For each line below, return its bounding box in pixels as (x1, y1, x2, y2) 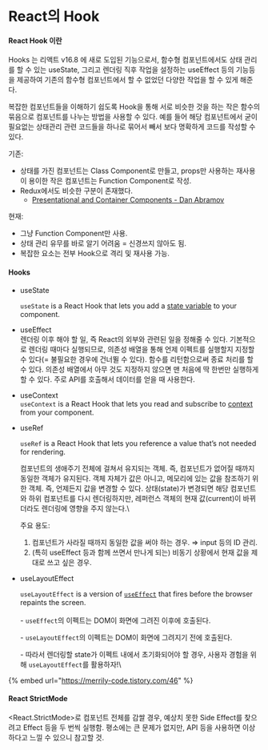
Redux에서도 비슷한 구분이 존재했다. (19, 186, 134, 196)
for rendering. (19, 447, 66, 456)
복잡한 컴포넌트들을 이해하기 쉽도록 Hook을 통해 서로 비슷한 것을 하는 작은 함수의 (8, 102, 261, 112)
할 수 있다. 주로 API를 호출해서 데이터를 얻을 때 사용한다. (19, 374, 196, 384)
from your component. (19, 407, 94, 417)
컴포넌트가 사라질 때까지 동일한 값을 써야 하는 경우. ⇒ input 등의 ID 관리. (31, 537, 258, 547)
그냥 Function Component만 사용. (19, 229, 128, 239)
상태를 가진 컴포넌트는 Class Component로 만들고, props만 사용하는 (19, 166, 234, 176)
